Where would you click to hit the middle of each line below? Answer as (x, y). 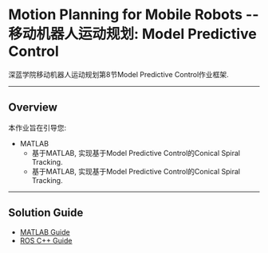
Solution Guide (46, 213)
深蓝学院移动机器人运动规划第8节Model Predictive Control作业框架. (118, 74)
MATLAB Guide (45, 232)
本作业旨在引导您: (37, 127)
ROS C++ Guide (46, 240)
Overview (33, 108)
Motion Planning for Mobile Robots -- (134, 15)
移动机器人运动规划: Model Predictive (132, 34)
